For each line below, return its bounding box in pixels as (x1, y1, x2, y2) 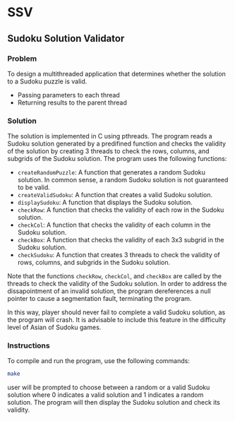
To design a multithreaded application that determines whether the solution (7, 69, 226, 78)
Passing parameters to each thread (17, 90, 120, 99)
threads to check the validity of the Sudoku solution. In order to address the (7, 280, 227, 288)
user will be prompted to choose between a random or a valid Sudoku (7, 383, 210, 392)
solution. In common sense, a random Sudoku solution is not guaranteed (17, 176, 229, 184)
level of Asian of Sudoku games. (7, 323, 102, 332)
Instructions (7, 340, 51, 350)
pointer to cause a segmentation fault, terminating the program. (7, 295, 192, 303)
